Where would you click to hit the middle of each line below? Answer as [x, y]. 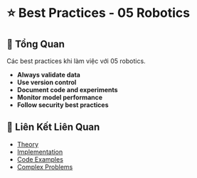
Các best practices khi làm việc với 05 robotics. [76, 61]
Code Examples [40, 159]
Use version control [47, 82]
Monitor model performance [60, 97]
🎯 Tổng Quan [36, 44]
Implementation [40, 152]
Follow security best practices [63, 105]
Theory [28, 144]
